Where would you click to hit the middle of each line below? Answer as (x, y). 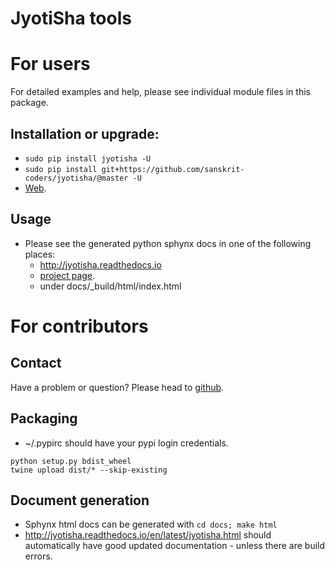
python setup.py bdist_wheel (71, 461)
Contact (36, 363)
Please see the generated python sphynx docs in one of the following (168, 243)
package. (29, 103)
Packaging (44, 418)
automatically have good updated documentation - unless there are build (175, 546)
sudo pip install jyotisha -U (88, 158)
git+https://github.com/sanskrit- (173, 169)
